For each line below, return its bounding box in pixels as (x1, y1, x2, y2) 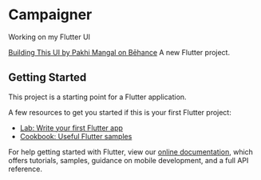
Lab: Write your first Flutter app (19, 122, 124, 133)
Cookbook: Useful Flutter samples (19, 131, 132, 141)
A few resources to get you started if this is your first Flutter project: (8, 107, 231, 117)
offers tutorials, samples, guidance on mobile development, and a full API (8, 155, 249, 165)
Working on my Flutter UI (8, 32, 90, 42)
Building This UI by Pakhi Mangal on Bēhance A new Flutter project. (8, 47, 230, 57)
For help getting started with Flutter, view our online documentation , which (8, 146, 254, 157)
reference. (8, 164, 42, 174)
